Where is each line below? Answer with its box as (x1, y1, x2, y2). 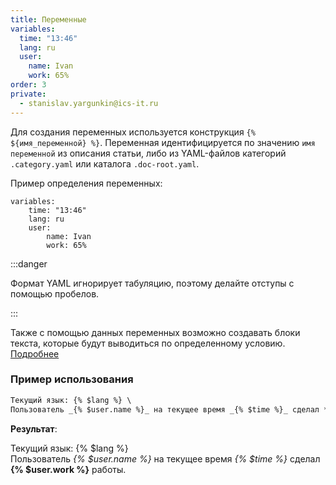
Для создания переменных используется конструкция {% (10, 126, 256, 138)
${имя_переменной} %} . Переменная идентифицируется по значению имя (10, 136, 316, 148)
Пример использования (10, 372, 134, 386)
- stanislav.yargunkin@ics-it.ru (19, 98, 159, 108)
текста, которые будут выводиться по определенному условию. (10, 337, 286, 349)
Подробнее (10, 347, 60, 360)
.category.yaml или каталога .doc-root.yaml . (10, 157, 200, 170)
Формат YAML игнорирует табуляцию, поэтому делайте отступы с (10, 277, 295, 289)
